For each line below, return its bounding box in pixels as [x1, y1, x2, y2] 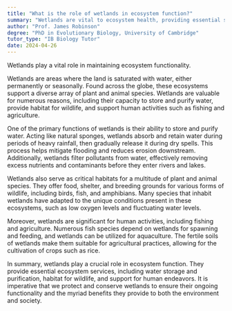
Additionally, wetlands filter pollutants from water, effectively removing [7, 154, 209, 162]
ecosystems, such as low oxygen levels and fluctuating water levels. [7, 204, 202, 212]
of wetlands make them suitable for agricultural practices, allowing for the [7, 239, 217, 247]
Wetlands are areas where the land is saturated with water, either [7, 74, 192, 83]
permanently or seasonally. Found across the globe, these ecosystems [7, 82, 209, 90]
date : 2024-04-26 [7, 42, 57, 49]
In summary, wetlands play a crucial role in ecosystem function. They [7, 260, 204, 268]
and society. [7, 297, 43, 304]
